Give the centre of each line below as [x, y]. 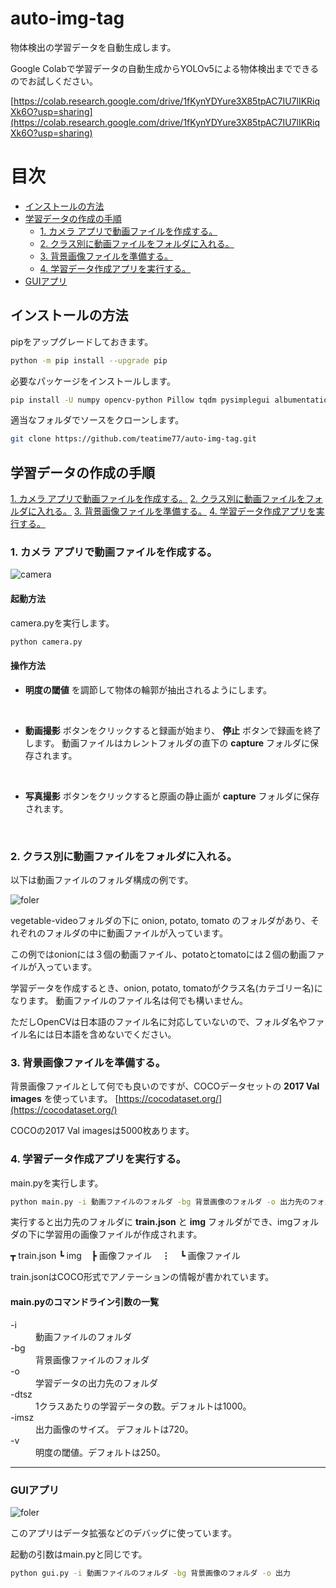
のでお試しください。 [54, 81]
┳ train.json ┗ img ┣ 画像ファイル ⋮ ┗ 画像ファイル [125, 1256]
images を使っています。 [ [64, 1099]
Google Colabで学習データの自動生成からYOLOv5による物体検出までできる [165, 68]
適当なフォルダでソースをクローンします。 [97, 420]
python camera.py [46, 642]
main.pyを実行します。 [57, 1183]
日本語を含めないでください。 [115, 1034]
